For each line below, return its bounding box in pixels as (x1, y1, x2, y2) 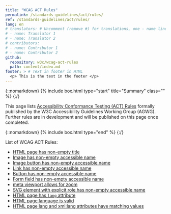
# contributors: (5, 41, 40, 46)
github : (5, 55, 22, 60)
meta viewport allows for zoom (12, 181, 78, 188)
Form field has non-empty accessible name (12, 176, 104, 182)
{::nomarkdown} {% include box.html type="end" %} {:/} (5, 129, 124, 135)
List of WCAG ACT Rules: (5, 139, 58, 145)
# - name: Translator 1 (5, 31, 56, 36)
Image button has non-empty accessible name (12, 159, 111, 166)
